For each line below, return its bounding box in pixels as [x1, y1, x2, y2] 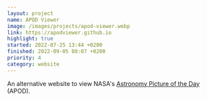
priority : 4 [7, 55, 41, 61]
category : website [7, 61, 60, 68]
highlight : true [7, 35, 53, 42]
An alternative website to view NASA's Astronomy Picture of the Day [7, 79, 200, 87]
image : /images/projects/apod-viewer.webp [7, 23, 130, 29]
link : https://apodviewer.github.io [7, 29, 112, 36]
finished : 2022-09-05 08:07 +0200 [7, 48, 106, 55]
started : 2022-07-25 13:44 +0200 [7, 42, 103, 48]
